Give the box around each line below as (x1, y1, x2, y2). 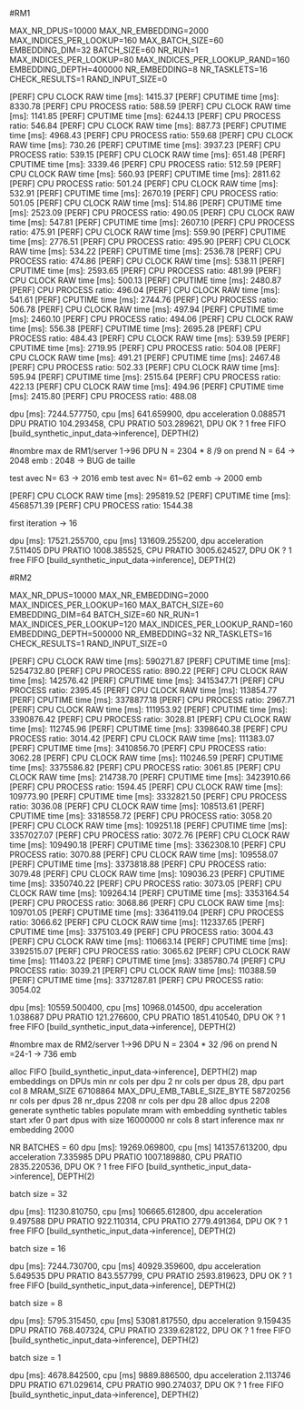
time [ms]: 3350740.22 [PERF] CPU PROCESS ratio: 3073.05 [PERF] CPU (9, 878, 282, 889)
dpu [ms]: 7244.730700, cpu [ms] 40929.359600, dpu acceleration (9, 1261, 261, 1272)
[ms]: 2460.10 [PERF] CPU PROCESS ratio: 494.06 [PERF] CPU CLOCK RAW (9, 314, 294, 324)
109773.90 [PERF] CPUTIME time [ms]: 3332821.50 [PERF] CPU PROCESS (9, 791, 288, 801)
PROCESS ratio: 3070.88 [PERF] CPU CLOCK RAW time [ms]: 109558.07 (9, 850, 279, 860)
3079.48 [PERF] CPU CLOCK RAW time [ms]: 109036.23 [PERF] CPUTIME (9, 869, 286, 879)
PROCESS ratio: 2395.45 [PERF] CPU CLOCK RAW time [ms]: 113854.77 (9, 685, 278, 695)
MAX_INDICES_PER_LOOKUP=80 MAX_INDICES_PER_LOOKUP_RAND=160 (9, 55, 290, 65)
